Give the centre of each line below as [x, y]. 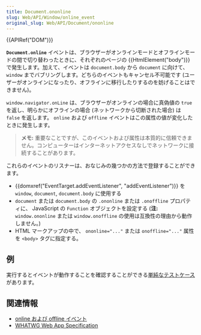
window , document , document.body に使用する [68, 193]
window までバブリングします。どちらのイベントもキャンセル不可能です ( [95, 75]
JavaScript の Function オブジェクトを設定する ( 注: [95, 208]
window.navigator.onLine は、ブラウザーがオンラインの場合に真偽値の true [99, 103]
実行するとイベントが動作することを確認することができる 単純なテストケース [101, 275]
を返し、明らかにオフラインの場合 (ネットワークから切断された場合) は [94, 110]
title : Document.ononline [38, 12]
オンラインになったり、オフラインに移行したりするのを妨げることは [106, 82]
